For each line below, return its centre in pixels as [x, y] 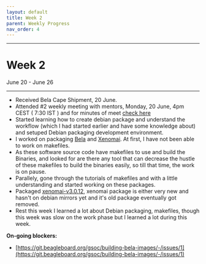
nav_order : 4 [23, 29]
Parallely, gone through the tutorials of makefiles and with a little [96, 178]
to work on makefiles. [43, 146]
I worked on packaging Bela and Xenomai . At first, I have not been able [105, 139]
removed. [27, 204]
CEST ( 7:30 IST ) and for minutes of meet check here [83, 113]
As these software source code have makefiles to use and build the [100, 152]
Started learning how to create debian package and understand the [100, 120]
